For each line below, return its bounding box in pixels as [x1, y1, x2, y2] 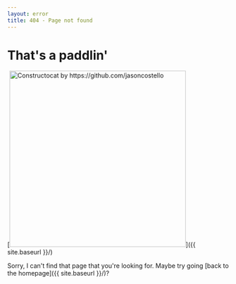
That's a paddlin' [7, 47, 108, 63]
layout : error [7, 10, 49, 18]
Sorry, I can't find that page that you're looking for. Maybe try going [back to [7, 261, 229, 270]
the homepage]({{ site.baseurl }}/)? [7, 269, 110, 278]
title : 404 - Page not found [7, 17, 93, 24]
